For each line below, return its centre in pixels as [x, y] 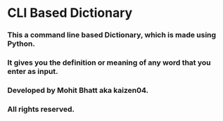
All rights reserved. [41, 109]
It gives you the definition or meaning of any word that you [109, 63]
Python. [21, 44]
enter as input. [33, 72]
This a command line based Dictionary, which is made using [112, 35]
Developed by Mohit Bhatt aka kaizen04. [78, 90]
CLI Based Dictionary [70, 13]
